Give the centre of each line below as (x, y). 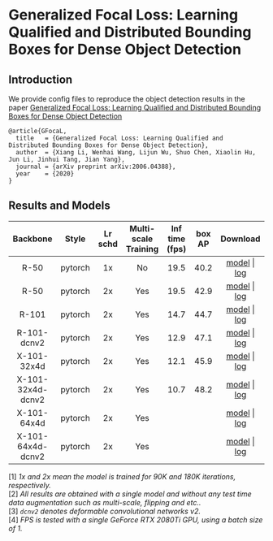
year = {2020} (45, 174)
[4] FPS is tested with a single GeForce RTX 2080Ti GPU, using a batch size (136, 519)
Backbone (32, 239)
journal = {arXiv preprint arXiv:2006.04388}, (96, 167)
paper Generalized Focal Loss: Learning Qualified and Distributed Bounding (135, 108)
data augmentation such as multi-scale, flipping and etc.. (105, 502)
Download (240, 239)
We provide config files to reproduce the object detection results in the (127, 99)
